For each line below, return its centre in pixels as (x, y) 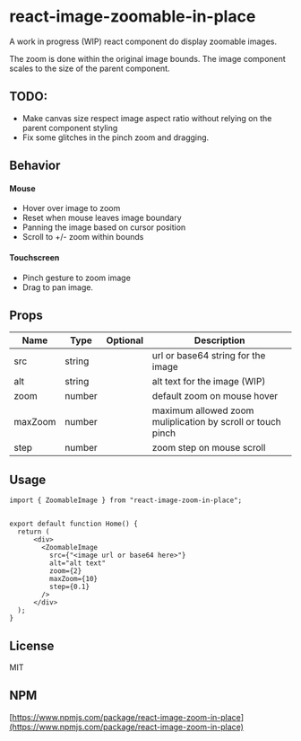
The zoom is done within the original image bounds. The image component (148, 58)
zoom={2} (65, 571)
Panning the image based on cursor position (104, 227)
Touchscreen (34, 257)
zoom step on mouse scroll (209, 448)
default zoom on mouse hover (215, 396)
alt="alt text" (77, 563)
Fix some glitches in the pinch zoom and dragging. (116, 137)
